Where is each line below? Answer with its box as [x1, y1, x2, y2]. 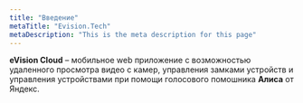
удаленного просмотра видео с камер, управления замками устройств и [9, 64, 294, 75]
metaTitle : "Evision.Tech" [9, 22, 111, 31]
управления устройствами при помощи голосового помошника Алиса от [9, 74, 294, 85]
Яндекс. [9, 83, 41, 95]
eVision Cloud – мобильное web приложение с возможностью [9, 55, 251, 66]
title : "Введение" [9, 13, 79, 23]
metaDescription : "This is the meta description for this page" [9, 30, 257, 39]
